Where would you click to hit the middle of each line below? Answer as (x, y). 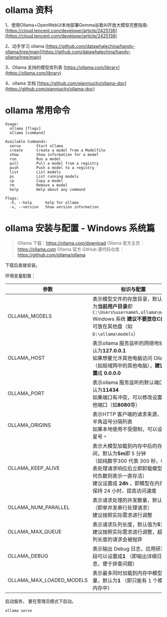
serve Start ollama (37, 146)
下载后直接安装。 (23, 265)
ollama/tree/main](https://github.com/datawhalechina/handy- (68, 52)
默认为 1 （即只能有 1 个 (130, 580)
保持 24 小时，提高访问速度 (125, 490)
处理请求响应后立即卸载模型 (130, 468)
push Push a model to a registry (52, 167)
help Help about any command (47, 189)
